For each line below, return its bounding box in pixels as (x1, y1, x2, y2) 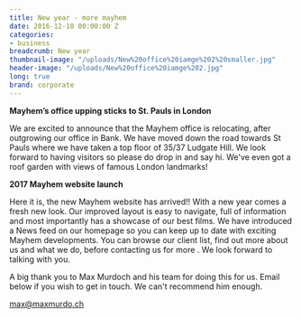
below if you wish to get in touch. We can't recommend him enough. (9, 281, 263, 292)
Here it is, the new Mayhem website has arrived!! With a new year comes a (9, 196, 287, 207)
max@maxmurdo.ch (9, 298, 84, 309)
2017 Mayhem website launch (9, 178, 123, 190)
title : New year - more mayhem (9, 13, 127, 23)
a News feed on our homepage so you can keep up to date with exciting (9, 225, 277, 236)
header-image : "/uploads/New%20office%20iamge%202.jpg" (9, 64, 223, 73)
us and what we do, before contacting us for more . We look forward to (9, 244, 273, 255)
